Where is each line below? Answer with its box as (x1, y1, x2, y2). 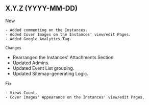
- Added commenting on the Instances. (5, 28, 88, 33)
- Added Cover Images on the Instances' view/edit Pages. (5, 32, 131, 37)
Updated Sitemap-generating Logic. (12, 70, 88, 76)
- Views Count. (5, 90, 38, 95)
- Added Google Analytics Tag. (5, 36, 72, 41)
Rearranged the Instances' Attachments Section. (12, 54, 115, 60)
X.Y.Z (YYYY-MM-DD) (5, 4, 78, 13)
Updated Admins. (12, 60, 49, 66)
